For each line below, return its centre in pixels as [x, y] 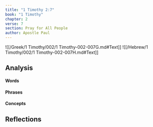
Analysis [19, 68]
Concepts [15, 104]
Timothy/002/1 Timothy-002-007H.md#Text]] [52, 52]
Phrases [14, 92]
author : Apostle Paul [28, 33]
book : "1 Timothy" [24, 14]
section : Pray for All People [37, 28]
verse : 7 [14, 24]
